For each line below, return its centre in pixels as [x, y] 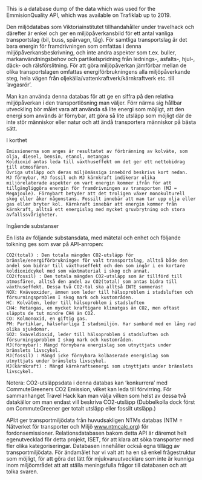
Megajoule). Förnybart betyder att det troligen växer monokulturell [96, 193]
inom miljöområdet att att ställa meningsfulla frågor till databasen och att [96, 465]
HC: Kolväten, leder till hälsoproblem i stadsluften [76, 303]
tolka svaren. [22, 472]
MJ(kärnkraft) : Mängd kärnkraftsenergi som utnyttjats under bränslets [100, 366]
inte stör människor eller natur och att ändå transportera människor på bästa [101, 122]
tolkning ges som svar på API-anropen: [55, 244]
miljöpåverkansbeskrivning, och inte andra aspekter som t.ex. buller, [91, 53]
